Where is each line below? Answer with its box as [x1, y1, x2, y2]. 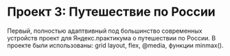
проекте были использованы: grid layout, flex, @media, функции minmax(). [7, 41, 224, 49]
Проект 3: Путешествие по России [7, 4, 216, 20]
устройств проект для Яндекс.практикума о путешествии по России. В [7, 33, 216, 42]
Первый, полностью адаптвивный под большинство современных [7, 27, 203, 35]
